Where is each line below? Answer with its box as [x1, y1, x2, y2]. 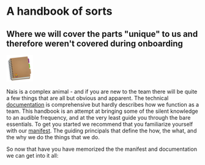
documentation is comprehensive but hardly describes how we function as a [6, 101, 199, 108]
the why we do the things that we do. [6, 134, 100, 140]
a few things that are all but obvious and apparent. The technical [6, 94, 169, 102]
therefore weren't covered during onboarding [6, 38, 184, 48]
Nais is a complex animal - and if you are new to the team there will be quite [6, 88, 198, 95]
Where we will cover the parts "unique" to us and [6, 29, 198, 39]
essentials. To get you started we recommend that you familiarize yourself [6, 121, 193, 128]
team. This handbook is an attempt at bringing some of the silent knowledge [6, 107, 198, 115]
